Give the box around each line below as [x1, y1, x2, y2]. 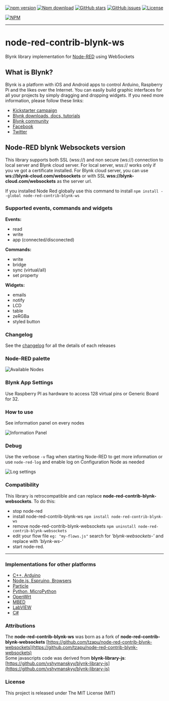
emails [12, 292, 27, 298]
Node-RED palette [5, 355, 50, 362]
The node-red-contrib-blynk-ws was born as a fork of [5, 634, 120, 640]
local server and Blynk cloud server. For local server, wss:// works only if [5, 162, 156, 168]
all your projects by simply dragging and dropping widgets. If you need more [5, 92, 164, 98]
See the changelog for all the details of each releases [5, 342, 116, 348]
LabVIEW [12, 604, 32, 610]
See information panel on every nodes [5, 420, 84, 426]
